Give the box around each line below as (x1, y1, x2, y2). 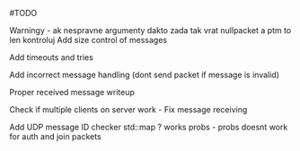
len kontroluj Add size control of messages (9, 35, 168, 45)
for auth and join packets (9, 131, 101, 142)
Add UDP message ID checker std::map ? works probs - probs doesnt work (9, 121, 288, 132)
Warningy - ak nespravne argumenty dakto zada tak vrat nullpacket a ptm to (9, 25, 292, 35)
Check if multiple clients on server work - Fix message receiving (9, 104, 248, 115)
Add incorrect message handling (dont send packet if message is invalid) (9, 69, 280, 80)
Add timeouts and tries (9, 52, 94, 62)
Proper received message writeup (9, 87, 135, 97)
